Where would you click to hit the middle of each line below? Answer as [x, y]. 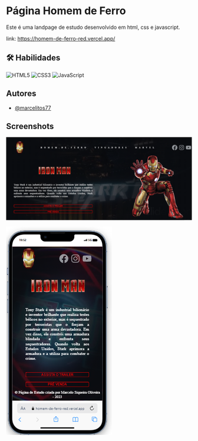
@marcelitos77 [33, 108]
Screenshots [30, 126]
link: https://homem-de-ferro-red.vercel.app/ [61, 38]
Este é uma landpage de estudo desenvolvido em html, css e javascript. [93, 27]
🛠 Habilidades [33, 58]
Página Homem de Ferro [66, 11]
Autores [21, 93]
